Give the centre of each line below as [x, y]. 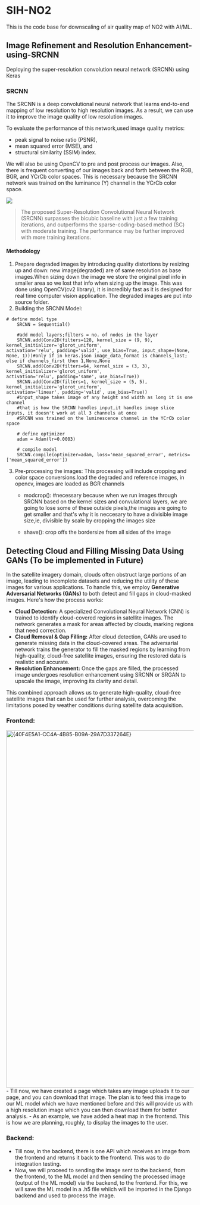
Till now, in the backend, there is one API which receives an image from [102, 1151]
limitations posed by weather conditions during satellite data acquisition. [95, 705]
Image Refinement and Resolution [70, 46]
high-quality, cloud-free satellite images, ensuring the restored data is [100, 656]
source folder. [32, 302]
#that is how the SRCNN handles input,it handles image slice [96, 408]
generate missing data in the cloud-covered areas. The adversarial [96, 643]
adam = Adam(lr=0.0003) [46, 439]
